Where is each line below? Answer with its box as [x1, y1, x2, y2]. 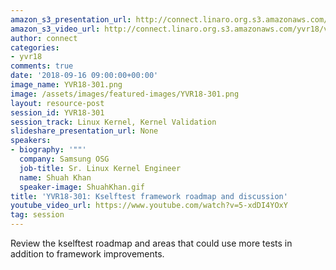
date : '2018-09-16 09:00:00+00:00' [10, 71, 159, 81]
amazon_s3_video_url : [10, 24, 101, 34]
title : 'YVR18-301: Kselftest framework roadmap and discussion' [10, 191, 288, 201]
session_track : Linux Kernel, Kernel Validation [10, 117, 217, 127]
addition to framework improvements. [10, 248, 165, 260]
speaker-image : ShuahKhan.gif [19, 182, 145, 192]
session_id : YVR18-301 [10, 107, 105, 118]
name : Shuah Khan [19, 172, 92, 183]
